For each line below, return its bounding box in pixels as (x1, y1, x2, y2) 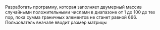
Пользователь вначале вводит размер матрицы (5, 19, 107, 25)
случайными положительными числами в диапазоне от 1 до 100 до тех (5, 9, 156, 15)
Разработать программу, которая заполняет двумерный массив (5, 4, 142, 10)
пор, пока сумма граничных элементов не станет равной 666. (5, 15, 138, 20)
